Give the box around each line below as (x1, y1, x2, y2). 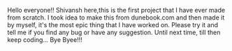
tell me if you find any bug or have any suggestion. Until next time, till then (7, 28, 221, 36)
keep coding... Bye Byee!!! (7, 36, 82, 44)
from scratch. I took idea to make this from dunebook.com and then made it (7, 13, 225, 22)
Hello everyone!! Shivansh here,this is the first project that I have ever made (7, 6, 226, 14)
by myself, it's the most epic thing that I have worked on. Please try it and (7, 21, 219, 29)
